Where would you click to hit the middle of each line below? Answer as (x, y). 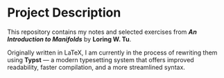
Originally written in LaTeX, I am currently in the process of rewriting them (112, 52)
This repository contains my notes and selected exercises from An (102, 32)
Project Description (64, 13)
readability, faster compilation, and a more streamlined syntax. (96, 67)
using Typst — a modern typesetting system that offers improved (101, 59)
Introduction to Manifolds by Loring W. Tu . (69, 39)
